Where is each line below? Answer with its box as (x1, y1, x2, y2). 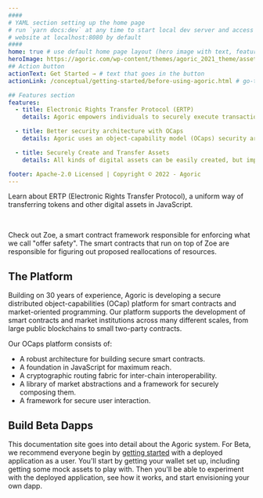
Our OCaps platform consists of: (8, 339, 113, 349)
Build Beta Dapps (8, 419, 94, 432)
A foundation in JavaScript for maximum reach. (19, 362, 172, 373)
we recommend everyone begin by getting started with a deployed (8, 448, 223, 457)
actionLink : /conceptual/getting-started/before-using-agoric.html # (8, 77, 240, 85)
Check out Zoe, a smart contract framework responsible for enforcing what (8, 231, 250, 240)
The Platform (8, 270, 73, 283)
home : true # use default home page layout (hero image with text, (8, 48, 233, 56)
